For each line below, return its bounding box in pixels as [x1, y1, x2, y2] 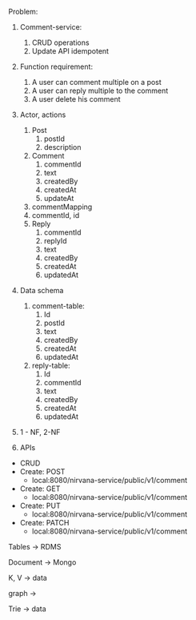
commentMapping [31, 202, 93, 211]
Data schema [19, 286, 64, 295]
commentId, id [31, 211, 80, 219]
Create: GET [19, 484, 61, 493]
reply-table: [31, 360, 70, 370]
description [43, 143, 82, 151]
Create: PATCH [19, 518, 70, 527]
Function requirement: [19, 62, 94, 71]
